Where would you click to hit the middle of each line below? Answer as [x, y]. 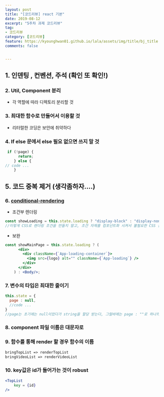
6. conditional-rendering [35, 201]
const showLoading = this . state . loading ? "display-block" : [69, 221]
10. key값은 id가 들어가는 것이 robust [47, 370]
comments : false [21, 46]
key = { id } [25, 385]
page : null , [23, 301]
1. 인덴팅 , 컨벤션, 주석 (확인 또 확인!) [57, 75]
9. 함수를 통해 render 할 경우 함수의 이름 [50, 342]
